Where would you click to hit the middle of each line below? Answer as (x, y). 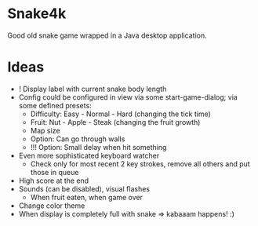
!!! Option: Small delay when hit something (98, 147)
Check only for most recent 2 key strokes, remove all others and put (140, 164)
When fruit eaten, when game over (86, 197)
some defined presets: (55, 105)
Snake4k (37, 14)
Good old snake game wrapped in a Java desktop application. (107, 35)
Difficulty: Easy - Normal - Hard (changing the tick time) (120, 114)
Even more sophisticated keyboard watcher (89, 155)
